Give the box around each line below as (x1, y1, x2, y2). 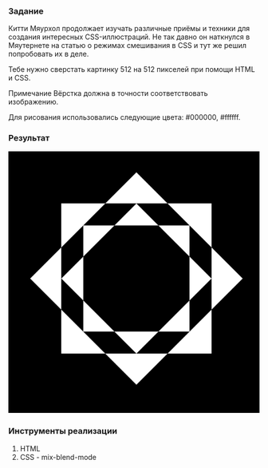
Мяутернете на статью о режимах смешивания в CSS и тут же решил (8, 41, 247, 50)
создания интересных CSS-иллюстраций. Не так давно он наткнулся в (8, 32, 250, 42)
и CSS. (8, 73, 31, 83)
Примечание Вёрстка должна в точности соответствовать (8, 89, 209, 98)
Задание (8, 6, 44, 17)
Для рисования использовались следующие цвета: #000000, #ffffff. (8, 113, 241, 122)
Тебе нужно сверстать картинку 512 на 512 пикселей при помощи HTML (8, 65, 255, 74)
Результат (8, 133, 50, 144)
